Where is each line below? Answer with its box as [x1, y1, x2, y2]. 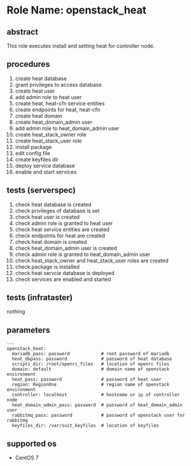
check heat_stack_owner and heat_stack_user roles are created [15, 257, 169, 264]
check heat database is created [15, 200, 91, 208]
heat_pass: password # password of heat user [12, 376, 162, 383]
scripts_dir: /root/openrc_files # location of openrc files [12, 361, 169, 367]
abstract [6, 27, 39, 37]
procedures [6, 59, 50, 69]
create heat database [15, 74, 67, 82]
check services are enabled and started [15, 275, 111, 283]
